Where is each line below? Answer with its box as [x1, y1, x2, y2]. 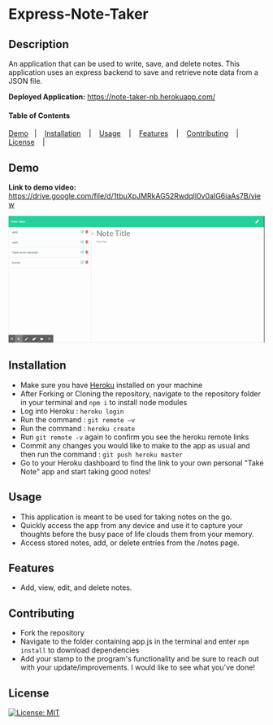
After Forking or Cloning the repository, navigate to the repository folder [19, 388, 262, 399]
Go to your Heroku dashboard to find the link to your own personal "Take [19, 457, 264, 468]
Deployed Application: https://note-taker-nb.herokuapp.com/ [8, 92, 215, 102]
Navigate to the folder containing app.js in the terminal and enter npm [19, 636, 249, 647]
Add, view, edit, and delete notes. [19, 583, 132, 592]
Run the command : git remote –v [19, 414, 136, 424]
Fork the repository [19, 628, 85, 638]
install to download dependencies [19, 645, 140, 655]
